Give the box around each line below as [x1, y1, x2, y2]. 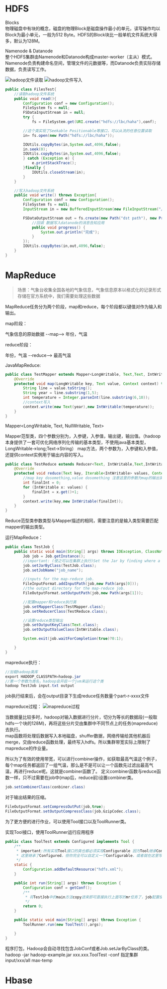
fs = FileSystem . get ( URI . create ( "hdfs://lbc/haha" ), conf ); [31, 119, 157, 125]
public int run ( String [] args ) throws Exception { [14, 880, 121, 886]
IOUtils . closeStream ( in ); [31, 170, 85, 175]
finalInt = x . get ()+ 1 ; [31, 490, 79, 494]
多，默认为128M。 [5, 38, 43, 44]
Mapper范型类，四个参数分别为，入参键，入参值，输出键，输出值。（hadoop [5, 433, 161, 439]
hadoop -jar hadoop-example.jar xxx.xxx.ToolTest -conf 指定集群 [5, 952, 138, 958]
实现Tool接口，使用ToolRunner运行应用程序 [5, 829, 94, 835]
